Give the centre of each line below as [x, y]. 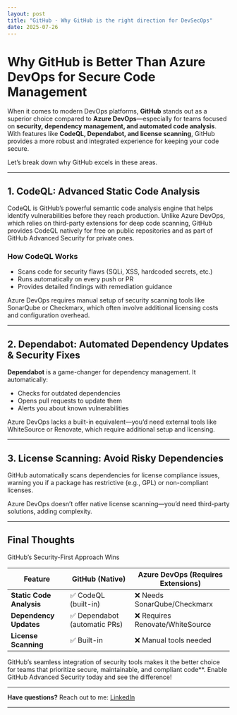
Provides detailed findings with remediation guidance [95, 287]
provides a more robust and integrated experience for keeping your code [113, 141]
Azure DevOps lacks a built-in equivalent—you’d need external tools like [112, 422]
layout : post [26, 14]
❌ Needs [149, 595]
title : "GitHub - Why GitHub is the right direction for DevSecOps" [110, 20]
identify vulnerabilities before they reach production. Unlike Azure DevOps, [116, 216]
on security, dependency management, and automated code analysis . [112, 126]
